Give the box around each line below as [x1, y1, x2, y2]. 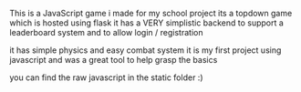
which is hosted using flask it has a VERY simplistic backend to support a [9, 17, 285, 28]
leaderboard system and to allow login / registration [9, 27, 203, 37]
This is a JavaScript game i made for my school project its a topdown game [9, 8, 293, 18]
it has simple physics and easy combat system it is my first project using [9, 45, 282, 56]
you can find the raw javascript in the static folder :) [9, 72, 203, 83]
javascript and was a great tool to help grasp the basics [9, 55, 218, 65]
